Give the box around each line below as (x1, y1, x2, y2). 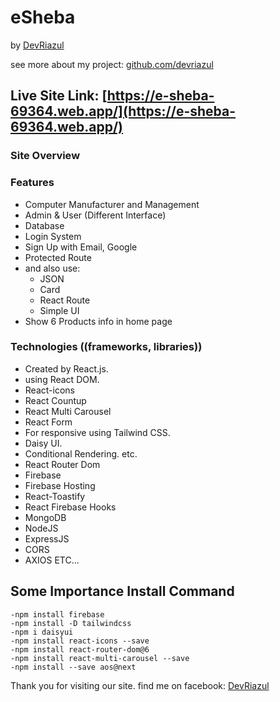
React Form (24, 416, 73, 428)
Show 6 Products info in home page (24, 315, 173, 327)
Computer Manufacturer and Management (24, 198, 200, 210)
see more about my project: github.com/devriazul (10, 58, 214, 70)
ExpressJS (24, 532, 70, 545)
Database (24, 219, 65, 231)
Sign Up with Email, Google (24, 241, 138, 253)
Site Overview (10, 149, 81, 163)
